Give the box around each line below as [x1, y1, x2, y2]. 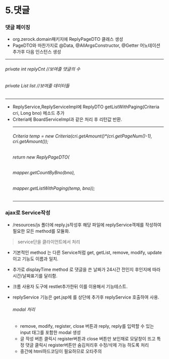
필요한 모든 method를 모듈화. [12, 228, 70, 234]
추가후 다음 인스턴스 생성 [12, 49, 61, 55]
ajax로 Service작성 [5, 209, 50, 217]
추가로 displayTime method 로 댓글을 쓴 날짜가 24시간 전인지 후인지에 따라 [12, 266, 161, 272]
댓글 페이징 [5, 24, 31, 31]
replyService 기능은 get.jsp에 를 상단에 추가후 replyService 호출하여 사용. [12, 294, 159, 300]
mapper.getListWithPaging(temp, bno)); [12, 185, 96, 191]
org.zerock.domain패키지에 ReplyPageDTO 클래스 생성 [12, 36, 123, 42]
